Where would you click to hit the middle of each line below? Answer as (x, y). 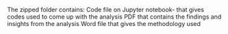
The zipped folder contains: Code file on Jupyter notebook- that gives (105, 10)
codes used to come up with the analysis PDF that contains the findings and (114, 17)
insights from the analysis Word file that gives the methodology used (104, 24)
